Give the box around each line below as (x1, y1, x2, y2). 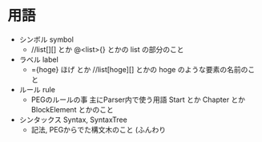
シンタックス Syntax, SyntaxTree (18, 115, 127, 124)
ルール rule (18, 84, 55, 94)
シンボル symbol (18, 34, 74, 44)
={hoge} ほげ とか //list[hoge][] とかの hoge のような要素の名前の (30, 64, 248, 74)
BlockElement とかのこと (30, 104, 114, 114)
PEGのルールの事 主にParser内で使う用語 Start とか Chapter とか (30, 95, 246, 104)
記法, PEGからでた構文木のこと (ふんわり (30, 124, 166, 134)
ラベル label (18, 55, 59, 64)
